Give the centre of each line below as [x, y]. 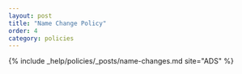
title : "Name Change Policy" [57, 23]
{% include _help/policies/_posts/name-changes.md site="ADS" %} [121, 61]
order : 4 [23, 31]
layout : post [30, 16]
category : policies [41, 38]
